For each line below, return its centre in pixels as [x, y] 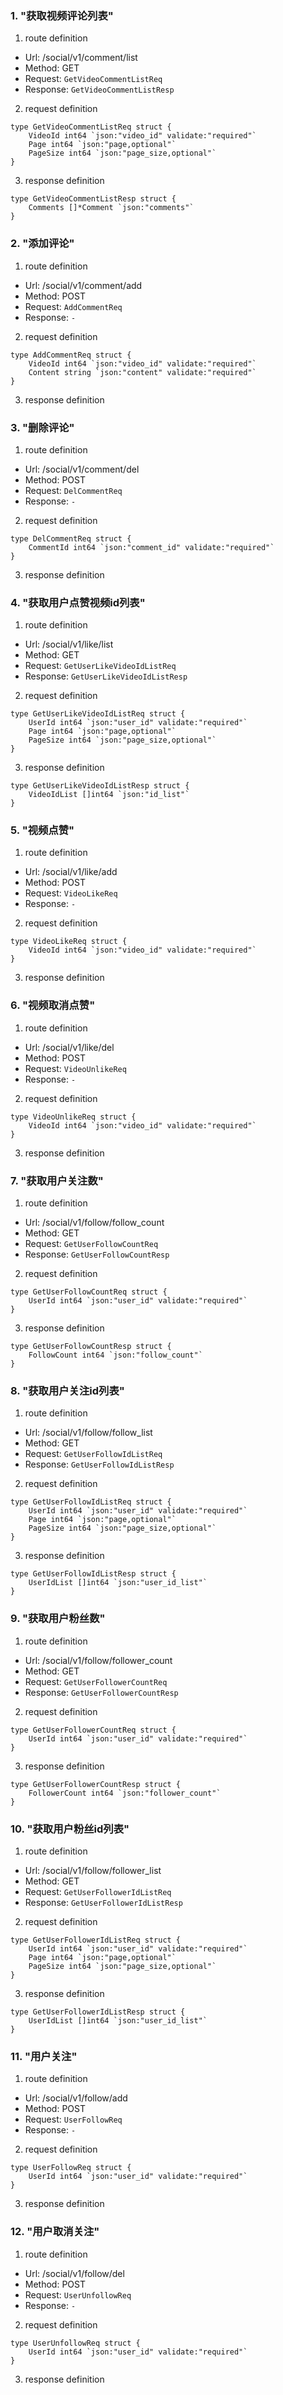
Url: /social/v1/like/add [71, 872]
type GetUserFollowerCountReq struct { [93, 1730]
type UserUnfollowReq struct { [75, 2343]
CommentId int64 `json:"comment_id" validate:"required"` [151, 547]
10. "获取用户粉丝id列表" [70, 1829]
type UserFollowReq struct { [71, 2168]
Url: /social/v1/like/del [69, 1047]
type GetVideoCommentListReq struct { [91, 127]
